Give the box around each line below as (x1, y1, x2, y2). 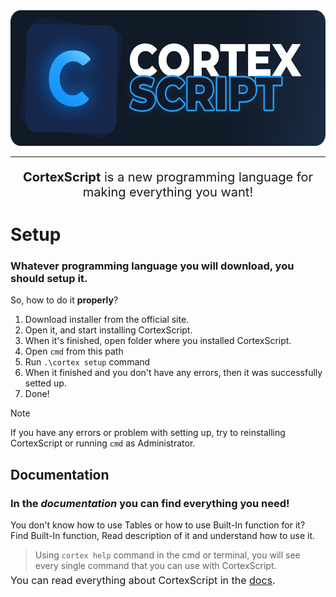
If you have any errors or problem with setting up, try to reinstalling (10, 427, 286, 439)
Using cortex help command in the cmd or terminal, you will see (34, 549, 301, 561)
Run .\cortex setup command (24, 356, 151, 368)
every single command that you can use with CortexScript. (34, 560, 277, 572)
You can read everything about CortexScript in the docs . (10, 574, 276, 588)
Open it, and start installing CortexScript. (24, 324, 193, 336)
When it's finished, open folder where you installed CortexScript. (24, 335, 292, 347)
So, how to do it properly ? (10, 294, 119, 306)
